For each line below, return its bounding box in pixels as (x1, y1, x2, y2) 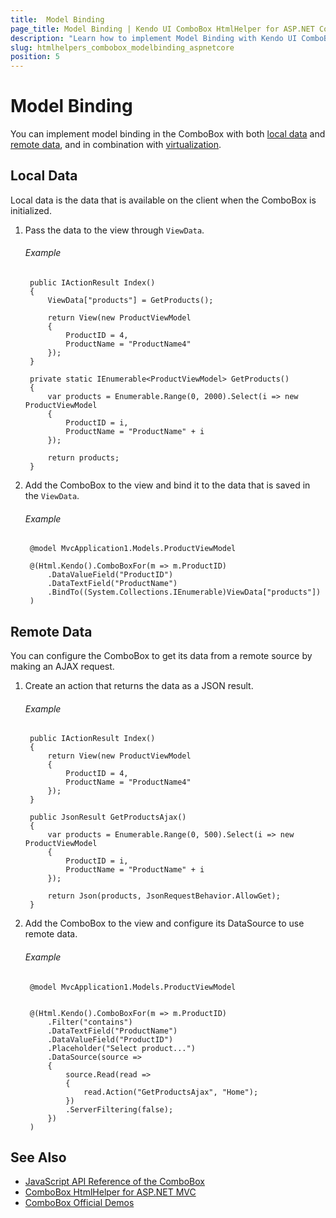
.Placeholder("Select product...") (47, 1043, 196, 1053)
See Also (10, 1149, 67, 1166)
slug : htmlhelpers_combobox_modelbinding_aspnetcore (10, 42, 235, 53)
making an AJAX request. (10, 661, 115, 673)
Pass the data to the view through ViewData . (24, 224, 205, 236)
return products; (47, 453, 120, 463)
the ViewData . (24, 490, 80, 502)
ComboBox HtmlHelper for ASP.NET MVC (24, 1186, 197, 1198)
